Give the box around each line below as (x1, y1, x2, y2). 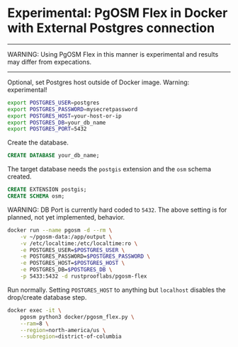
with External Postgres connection (7, 20, 215, 36)
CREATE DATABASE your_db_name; (7, 152, 100, 159)
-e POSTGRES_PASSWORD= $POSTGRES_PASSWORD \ (20, 253, 151, 260)
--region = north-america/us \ (20, 326, 106, 334)
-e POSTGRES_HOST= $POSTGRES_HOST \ (20, 260, 125, 267)
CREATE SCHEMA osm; (7, 193, 65, 200)
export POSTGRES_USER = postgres (7, 99, 100, 106)
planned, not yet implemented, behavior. (7, 212, 125, 221)
